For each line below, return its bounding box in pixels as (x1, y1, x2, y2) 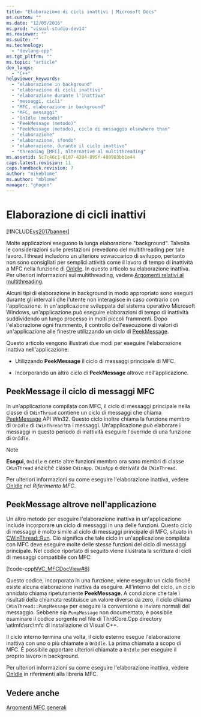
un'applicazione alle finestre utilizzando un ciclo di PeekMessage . (6, 328, 169, 335)
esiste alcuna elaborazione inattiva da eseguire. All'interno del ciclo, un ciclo (6, 584, 195, 591)
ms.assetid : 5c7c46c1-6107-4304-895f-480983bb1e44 (6, 154, 136, 160)
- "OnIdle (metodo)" (11, 115, 63, 121)
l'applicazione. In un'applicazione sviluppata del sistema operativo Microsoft (6, 302, 196, 310)
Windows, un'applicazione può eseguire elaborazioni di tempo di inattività (6, 308, 189, 316)
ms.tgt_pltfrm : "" (6, 53, 52, 59)
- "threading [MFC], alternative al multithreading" (11, 148, 146, 154)
